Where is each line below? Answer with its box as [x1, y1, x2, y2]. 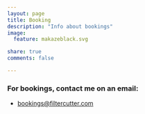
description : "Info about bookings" [7, 23, 113, 30]
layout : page [7, 10, 45, 17]
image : [7, 29, 26, 37]
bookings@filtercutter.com [17, 99, 94, 108]
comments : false [7, 55, 54, 62]
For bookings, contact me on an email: [7, 84, 139, 93]
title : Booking [7, 17, 51, 23]
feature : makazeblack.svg [13, 36, 89, 43]
